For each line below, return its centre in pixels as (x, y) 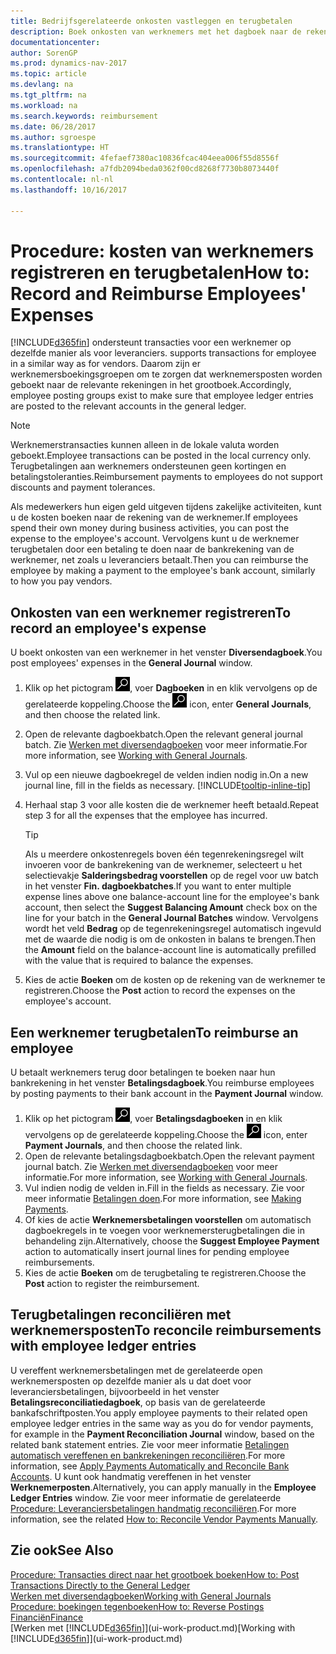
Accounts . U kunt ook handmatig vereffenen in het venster (131, 1476)
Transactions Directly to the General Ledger (100, 1585)
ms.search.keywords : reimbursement (84, 116)
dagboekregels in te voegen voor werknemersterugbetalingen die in (164, 1231)
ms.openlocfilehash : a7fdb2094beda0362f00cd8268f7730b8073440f (145, 169)
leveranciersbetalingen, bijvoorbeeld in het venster (115, 1391)
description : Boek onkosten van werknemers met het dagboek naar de (156, 31)
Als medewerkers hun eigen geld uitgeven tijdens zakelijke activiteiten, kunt (166, 507)
